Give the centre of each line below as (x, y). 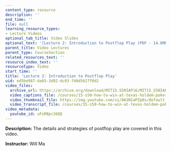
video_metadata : (22, 109)
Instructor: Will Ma (25, 143)
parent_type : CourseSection (35, 52)
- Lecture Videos (24, 34)
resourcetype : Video (27, 67)
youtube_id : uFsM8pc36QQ (36, 114)
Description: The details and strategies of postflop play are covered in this (83, 128)
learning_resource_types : (33, 29)
